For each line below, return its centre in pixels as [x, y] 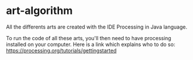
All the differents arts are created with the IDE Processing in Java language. [97, 27]
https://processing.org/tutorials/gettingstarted [61, 50]
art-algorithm [39, 11]
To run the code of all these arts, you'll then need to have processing [89, 38]
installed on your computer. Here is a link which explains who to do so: [91, 44]
